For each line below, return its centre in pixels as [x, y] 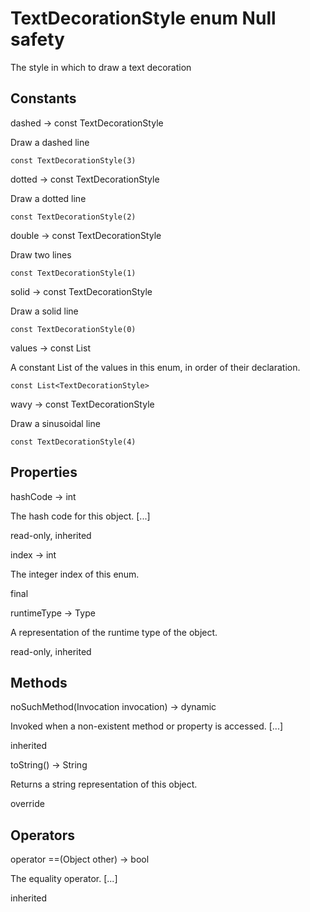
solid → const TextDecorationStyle [81, 291]
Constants [43, 98]
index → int [33, 554]
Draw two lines [41, 254]
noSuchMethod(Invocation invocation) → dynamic [113, 707]
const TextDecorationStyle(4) [73, 442]
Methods [39, 682]
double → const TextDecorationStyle [86, 235]
